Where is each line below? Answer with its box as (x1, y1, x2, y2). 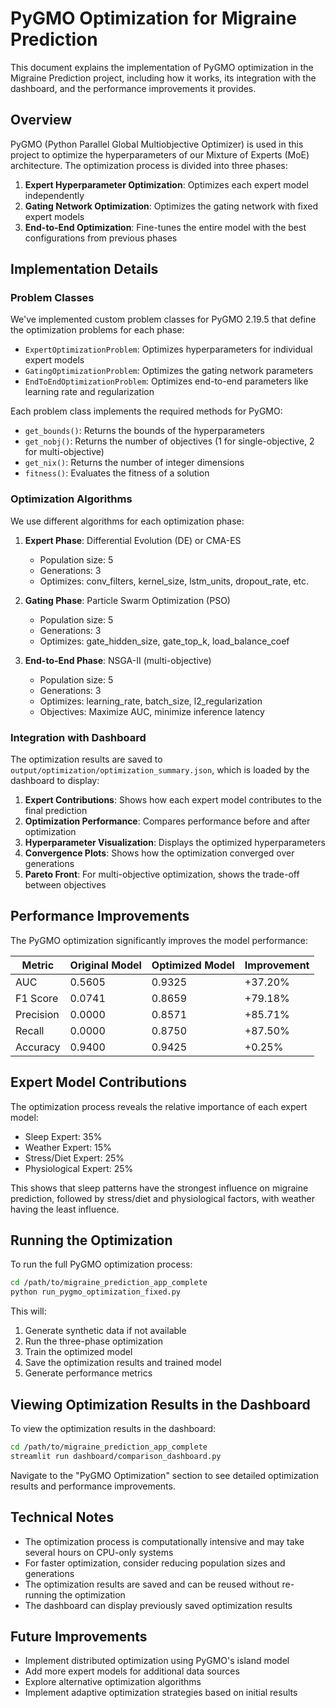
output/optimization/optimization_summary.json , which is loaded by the (10, 764, 310, 776)
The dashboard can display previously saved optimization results (24, 1599, 293, 1611)
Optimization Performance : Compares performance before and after (24, 815, 311, 827)
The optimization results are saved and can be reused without (24, 1578, 280, 1590)
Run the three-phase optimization (24, 1335, 163, 1347)
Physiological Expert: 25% (24, 1162, 134, 1174)
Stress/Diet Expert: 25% (24, 1152, 125, 1164)
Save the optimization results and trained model (24, 1357, 222, 1369)
